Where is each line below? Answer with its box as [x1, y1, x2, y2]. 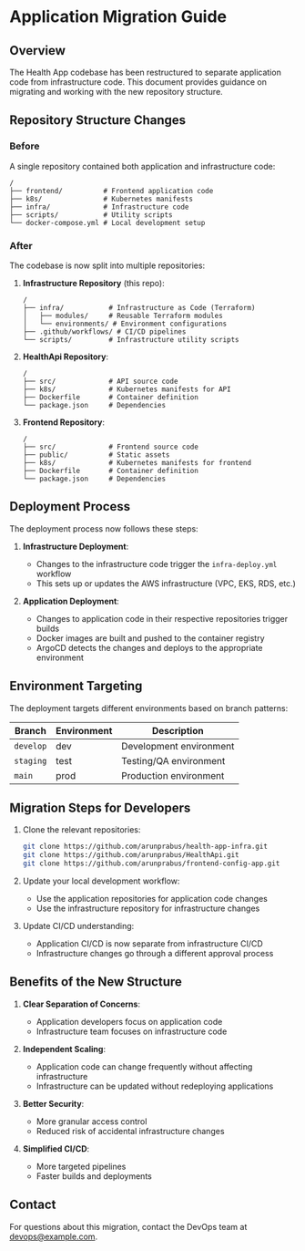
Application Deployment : [22, 595, 120, 606]
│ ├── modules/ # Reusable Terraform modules [22, 311, 223, 320]
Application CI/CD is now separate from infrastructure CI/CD [36, 938, 264, 949]
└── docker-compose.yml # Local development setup [9, 218, 206, 227]
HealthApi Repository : [22, 351, 109, 362]
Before [9, 140, 40, 152]
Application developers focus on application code [36, 1016, 223, 1027]
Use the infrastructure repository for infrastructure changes [36, 903, 260, 914]
